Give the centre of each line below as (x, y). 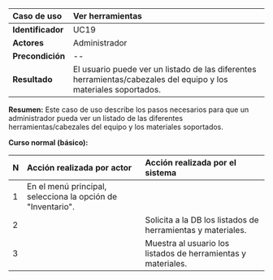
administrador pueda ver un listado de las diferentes (96, 118)
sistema (161, 172)
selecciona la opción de (72, 196)
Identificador (38, 30)
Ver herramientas (107, 16)
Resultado (32, 79)
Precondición (39, 56)
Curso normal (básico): (48, 142)
